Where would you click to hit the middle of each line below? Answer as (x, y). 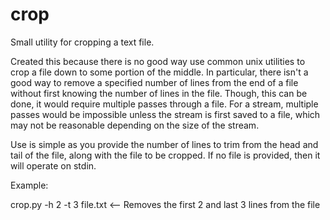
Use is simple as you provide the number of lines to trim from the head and (164, 144)
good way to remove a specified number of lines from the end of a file (154, 82)
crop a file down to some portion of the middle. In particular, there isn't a (159, 72)
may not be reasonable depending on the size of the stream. (135, 125)
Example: (29, 185)
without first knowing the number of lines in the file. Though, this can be (159, 93)
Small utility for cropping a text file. (82, 42)
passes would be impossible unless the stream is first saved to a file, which (165, 114)
